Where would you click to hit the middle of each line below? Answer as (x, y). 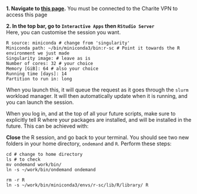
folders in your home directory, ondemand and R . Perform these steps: (89, 144)
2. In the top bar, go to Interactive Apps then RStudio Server (80, 26)
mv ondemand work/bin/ (34, 165)
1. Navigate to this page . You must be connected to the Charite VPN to (92, 8)
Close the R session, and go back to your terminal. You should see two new (98, 137)
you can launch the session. (40, 102)
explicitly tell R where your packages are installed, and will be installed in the (99, 120)
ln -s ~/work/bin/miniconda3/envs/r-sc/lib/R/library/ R (77, 185)
